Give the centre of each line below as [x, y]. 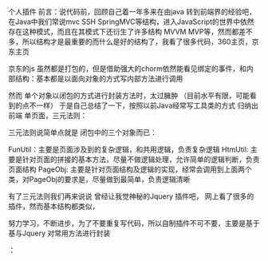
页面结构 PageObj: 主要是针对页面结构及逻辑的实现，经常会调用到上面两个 [130, 169]
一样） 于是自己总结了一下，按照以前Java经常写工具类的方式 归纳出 [147, 105]
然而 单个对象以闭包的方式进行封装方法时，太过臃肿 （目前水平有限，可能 [129, 95]
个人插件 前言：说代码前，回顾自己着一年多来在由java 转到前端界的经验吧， [132, 12]
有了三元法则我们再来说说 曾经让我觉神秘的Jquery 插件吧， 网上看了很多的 [131, 196]
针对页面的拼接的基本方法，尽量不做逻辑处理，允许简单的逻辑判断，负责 [141, 159]
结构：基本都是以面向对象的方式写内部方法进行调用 [99, 79]
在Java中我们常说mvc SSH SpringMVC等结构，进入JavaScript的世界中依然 [131, 22]
